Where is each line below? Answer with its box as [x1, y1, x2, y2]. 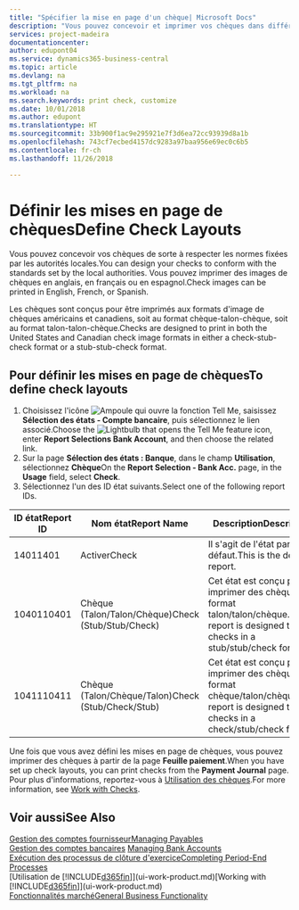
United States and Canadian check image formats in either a [9, 332, 230, 343]
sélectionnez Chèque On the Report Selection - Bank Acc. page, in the [21, 462, 282, 473]
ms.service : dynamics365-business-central [9, 54, 169, 63]
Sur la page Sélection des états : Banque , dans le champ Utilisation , [21, 452, 276, 464]
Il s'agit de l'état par [207, 538, 291, 550]
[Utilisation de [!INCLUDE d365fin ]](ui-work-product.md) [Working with [9, 872, 267, 882]
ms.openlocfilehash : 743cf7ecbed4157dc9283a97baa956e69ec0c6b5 [9, 137, 249, 146]
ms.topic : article [9, 63, 77, 72]
